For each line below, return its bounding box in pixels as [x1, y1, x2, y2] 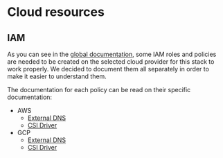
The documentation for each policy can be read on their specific [7, 86, 191, 94]
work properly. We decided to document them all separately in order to [7, 65, 210, 73]
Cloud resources [7, 4, 105, 20]
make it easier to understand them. [7, 72, 107, 80]
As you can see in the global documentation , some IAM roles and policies [7, 50, 217, 58]
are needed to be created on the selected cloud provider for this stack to [7, 58, 215, 66]
